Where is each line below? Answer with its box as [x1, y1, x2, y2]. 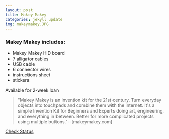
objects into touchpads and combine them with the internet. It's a [17, 102, 155, 108]
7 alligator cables [12, 55, 49, 62]
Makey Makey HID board [12, 50, 65, 56]
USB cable [12, 61, 35, 67]
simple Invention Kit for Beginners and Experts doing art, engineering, [17, 107, 164, 114]
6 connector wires [12, 66, 51, 72]
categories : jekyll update [5, 17, 63, 22]
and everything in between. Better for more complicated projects [17, 113, 154, 119]
